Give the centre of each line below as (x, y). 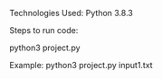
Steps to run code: (44, 30)
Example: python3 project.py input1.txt (81, 65)
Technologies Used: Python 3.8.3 (71, 13)
